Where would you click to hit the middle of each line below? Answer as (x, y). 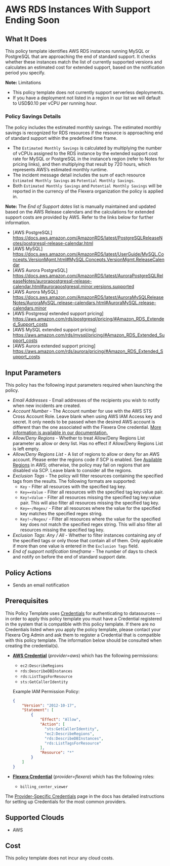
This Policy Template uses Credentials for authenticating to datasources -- (83, 613)
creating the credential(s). (32, 645)
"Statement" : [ (38, 710)
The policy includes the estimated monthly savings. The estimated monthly (83, 128)
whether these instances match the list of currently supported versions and (84, 62)
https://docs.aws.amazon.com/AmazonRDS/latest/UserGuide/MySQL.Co (88, 254)
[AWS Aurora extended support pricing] (54, 346)
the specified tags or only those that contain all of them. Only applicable (88, 541)
